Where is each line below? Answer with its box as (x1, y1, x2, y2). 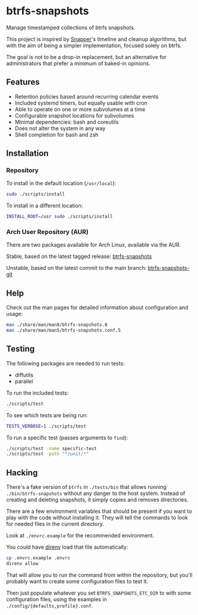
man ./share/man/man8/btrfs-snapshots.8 (6, 322, 108, 328)
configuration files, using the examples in (6, 595, 107, 602)
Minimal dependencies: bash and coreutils (14, 118, 119, 125)
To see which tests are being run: (6, 411, 88, 419)
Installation (6, 148, 49, 159)
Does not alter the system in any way (14, 124, 106, 132)
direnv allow (6, 561, 39, 567)
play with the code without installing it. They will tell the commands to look (6, 514, 188, 521)
